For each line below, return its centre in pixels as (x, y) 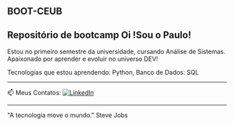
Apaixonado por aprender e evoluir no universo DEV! (83, 59)
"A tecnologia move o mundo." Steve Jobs (68, 115)
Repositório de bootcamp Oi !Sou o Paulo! (99, 35)
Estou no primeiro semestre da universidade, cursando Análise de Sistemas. (116, 52)
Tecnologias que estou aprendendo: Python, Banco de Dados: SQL (103, 73)
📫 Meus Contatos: (34, 93)
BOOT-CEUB (35, 11)
